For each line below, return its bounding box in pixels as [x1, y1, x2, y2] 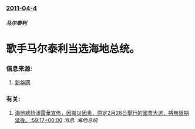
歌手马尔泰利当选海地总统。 [6, 42, 140, 55]
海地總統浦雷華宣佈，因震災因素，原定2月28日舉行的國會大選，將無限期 [14, 110, 189, 117]
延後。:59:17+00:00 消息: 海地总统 [14, 117, 98, 124]
